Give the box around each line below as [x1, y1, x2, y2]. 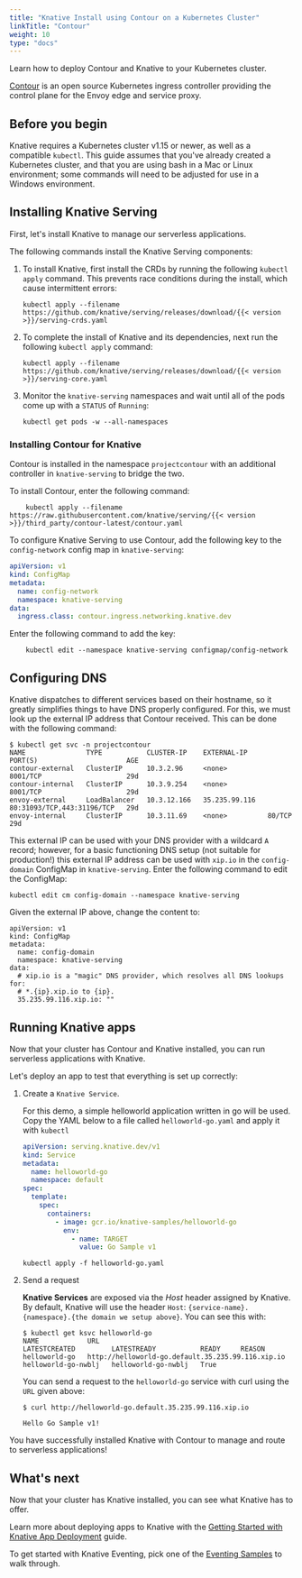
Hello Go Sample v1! [22, 1419, 100, 1428]
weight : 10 [9, 30, 50, 39]
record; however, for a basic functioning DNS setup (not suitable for [9, 845, 261, 856]
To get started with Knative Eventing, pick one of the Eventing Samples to [9, 1548, 282, 1560]
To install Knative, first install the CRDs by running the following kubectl [22, 263, 288, 274]
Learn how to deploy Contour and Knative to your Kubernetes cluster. [9, 63, 268, 74]
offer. [9, 1504, 30, 1515]
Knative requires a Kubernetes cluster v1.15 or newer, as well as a [9, 141, 251, 151]
